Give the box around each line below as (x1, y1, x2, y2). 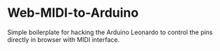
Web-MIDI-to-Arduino (7, 5, 139, 21)
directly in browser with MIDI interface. (7, 35, 120, 43)
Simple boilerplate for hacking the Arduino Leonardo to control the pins (7, 28, 213, 36)
